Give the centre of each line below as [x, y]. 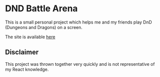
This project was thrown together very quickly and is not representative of [80, 64]
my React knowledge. [27, 69]
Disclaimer [22, 52]
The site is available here [30, 37]
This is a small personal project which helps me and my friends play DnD [79, 22]
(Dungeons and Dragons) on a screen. [44, 27]
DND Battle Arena [41, 9]
